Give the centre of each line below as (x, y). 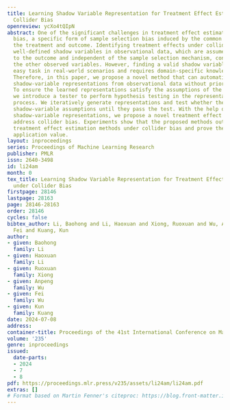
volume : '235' (27, 339)
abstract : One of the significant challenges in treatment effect (104, 33)
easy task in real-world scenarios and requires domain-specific (108, 71)
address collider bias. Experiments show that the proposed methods (113, 122)
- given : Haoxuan (32, 256)
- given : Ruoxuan (32, 268)
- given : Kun (26, 307)
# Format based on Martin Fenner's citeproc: (73, 396)
